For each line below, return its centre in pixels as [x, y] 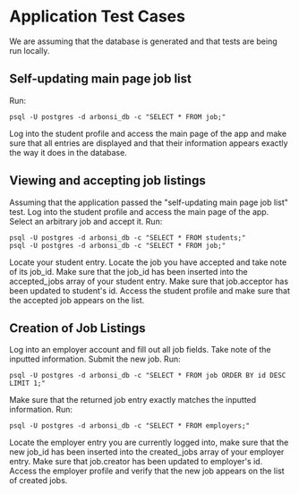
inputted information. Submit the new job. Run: [95, 359]
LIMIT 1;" [28, 383]
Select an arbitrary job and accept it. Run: [86, 221]
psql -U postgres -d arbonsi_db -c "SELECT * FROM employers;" [130, 426]
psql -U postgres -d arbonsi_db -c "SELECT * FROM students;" [128, 238]
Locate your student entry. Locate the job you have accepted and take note [148, 262]
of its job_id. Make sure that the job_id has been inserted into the [128, 271]
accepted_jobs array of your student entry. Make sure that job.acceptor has [149, 281]
